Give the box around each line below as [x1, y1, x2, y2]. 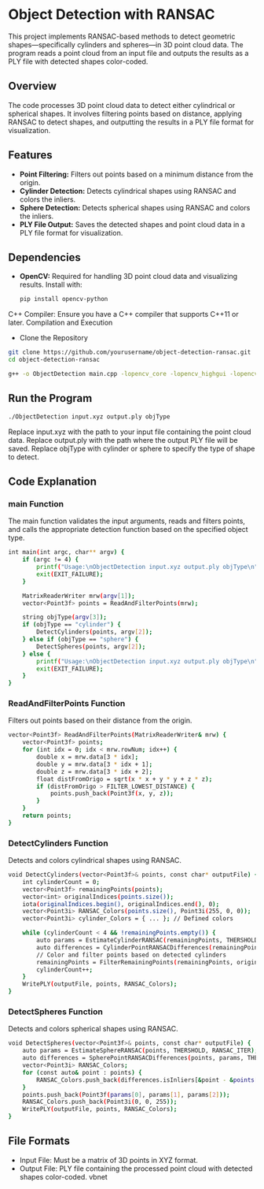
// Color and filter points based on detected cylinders [36, 951, 226, 959]
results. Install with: [19, 280, 82, 289]
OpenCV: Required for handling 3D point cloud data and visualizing [19, 272, 238, 281]
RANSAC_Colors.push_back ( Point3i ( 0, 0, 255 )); [22, 1098, 178, 1106]
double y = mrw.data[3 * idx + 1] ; [36, 760, 153, 768]
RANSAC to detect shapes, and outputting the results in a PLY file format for [8, 117, 255, 127]
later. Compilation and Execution [8, 318, 113, 328]
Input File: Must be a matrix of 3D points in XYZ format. [19, 1155, 199, 1165]
